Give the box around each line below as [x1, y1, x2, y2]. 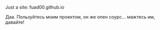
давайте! [5, 19, 25, 25]
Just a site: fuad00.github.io [5, 4, 65, 10]
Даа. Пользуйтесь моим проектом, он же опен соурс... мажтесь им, [5, 14, 155, 19]
